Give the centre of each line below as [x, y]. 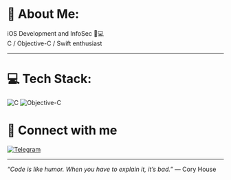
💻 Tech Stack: [49, 79]
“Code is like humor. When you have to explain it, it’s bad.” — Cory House [112, 169]
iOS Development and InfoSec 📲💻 [56, 33]
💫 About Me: [43, 14]
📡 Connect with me [62, 131]
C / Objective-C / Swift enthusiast [55, 43]
